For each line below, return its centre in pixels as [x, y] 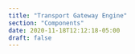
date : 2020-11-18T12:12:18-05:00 [64, 30]
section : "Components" [46, 23]
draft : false [30, 38]
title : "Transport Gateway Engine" [68, 15]
